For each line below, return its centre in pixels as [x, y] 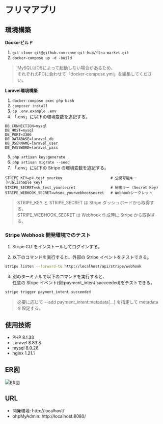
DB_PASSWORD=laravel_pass [31, 148]
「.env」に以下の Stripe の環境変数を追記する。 [60, 168]
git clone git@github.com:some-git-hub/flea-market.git [70, 53]
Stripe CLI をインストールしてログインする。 [57, 247]
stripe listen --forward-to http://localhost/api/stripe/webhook [73, 266]
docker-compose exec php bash [43, 101]
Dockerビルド [19, 43]
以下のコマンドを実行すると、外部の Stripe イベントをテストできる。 [81, 257]
